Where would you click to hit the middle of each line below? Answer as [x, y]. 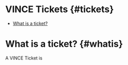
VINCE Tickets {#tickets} [60, 9]
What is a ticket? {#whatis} [64, 44]
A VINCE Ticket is [24, 58]
